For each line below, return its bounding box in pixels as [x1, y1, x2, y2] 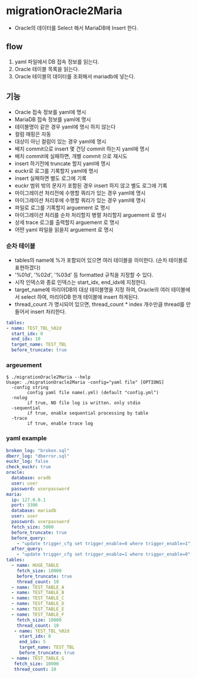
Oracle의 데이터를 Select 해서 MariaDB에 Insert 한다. [14, 24, 139, 31]
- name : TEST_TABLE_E [11, 606, 65, 612]
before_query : [11, 535, 46, 541]
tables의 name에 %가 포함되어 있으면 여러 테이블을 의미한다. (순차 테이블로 [14, 256, 188, 263]
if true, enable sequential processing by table [27, 410, 149, 416]
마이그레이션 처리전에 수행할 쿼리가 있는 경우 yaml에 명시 [14, 189, 146, 196]
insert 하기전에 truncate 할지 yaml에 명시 [14, 160, 111, 167]
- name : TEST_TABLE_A [11, 584, 65, 590]
